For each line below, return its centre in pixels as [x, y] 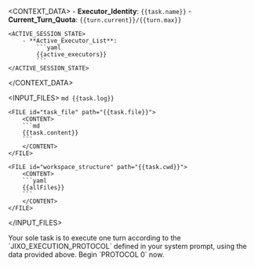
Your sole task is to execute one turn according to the [95, 238]
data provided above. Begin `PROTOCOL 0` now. [86, 254]
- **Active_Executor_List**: [70, 41]
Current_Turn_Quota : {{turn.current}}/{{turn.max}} [95, 20]
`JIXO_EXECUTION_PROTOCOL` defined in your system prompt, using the [127, 246]
